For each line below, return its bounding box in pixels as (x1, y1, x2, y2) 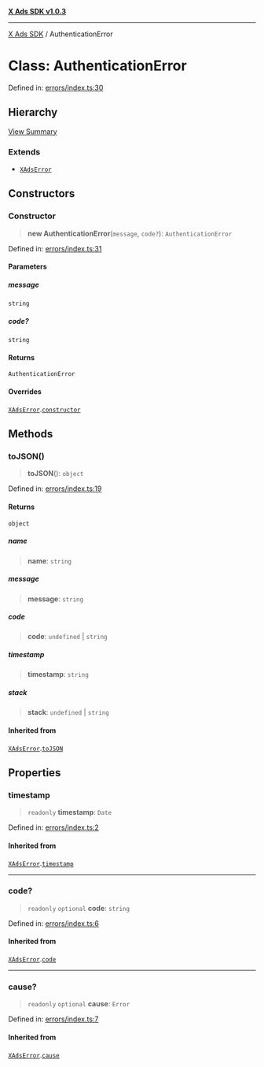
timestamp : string (27, 670, 89, 679)
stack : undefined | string (27, 708, 110, 717)
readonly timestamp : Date (27, 808, 112, 817)
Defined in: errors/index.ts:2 (8, 823, 100, 832)
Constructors (8, 187, 75, 200)
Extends (8, 146, 41, 157)
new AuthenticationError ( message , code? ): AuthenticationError (27, 229, 233, 238)
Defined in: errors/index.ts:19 (8, 484, 102, 493)
